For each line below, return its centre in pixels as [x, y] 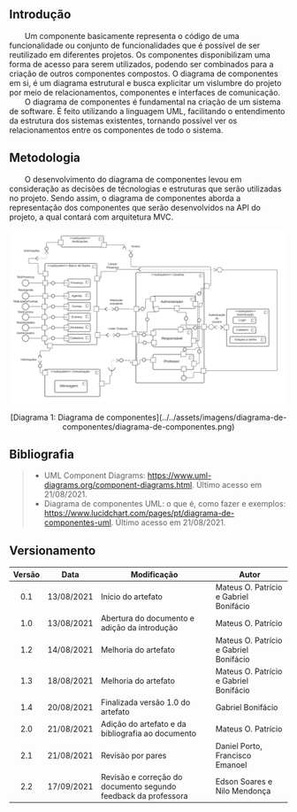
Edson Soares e [244, 782]
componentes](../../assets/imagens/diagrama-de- [196, 417]
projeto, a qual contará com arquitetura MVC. [91, 217]
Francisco [233, 755]
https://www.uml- [179, 476]
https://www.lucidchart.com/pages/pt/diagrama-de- [139, 514]
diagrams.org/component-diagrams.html [118, 485]
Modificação [154, 574]
